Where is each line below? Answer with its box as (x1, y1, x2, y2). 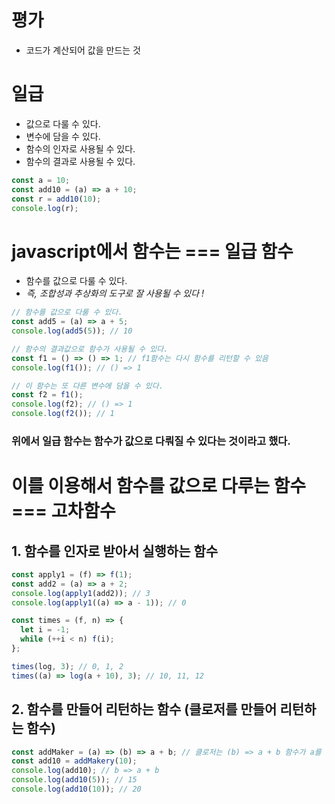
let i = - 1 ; (20, 625, 71, 635)
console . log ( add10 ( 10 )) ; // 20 (11, 784, 142, 795)
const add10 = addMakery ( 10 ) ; (11, 756, 138, 766)
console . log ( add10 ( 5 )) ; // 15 (11, 775, 138, 785)
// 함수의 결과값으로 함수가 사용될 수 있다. (11, 344, 169, 354)
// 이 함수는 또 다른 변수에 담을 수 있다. (11, 381, 164, 391)
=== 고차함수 (11, 500, 116, 523)
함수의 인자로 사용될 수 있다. (25, 142, 136, 155)
